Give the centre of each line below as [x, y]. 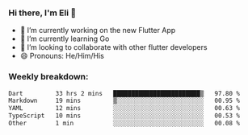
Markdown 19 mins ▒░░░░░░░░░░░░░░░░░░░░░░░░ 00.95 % [124, 101]
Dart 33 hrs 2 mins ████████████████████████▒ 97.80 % [124, 93]
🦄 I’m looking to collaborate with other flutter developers [113, 47]
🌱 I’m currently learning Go [65, 39]
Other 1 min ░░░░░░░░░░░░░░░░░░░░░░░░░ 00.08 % [124, 124]
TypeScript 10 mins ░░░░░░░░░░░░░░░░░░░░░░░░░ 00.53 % [124, 116]
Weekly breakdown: [48, 77]
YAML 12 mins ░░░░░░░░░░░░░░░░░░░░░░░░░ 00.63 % [124, 108]
